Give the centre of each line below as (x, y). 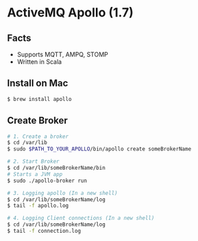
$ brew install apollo (39, 99)
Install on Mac (38, 83)
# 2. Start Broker (33, 162)
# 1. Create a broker (38, 136)
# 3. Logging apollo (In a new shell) (62, 193)
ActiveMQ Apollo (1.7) (70, 13)
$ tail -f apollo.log (38, 206)
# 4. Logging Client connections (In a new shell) (81, 218)
